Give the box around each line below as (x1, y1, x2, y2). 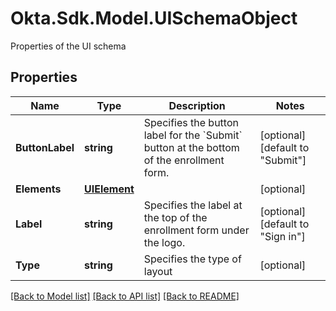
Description (168, 98, 226, 112)
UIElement (84, 182, 135, 196)
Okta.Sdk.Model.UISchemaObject (10, 7, 298, 30)
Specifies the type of (143, 252, 242, 266)
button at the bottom (143, 140, 240, 154)
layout (143, 264, 173, 278)
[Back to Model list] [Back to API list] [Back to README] (10, 290, 240, 302)
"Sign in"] (259, 229, 306, 243)
